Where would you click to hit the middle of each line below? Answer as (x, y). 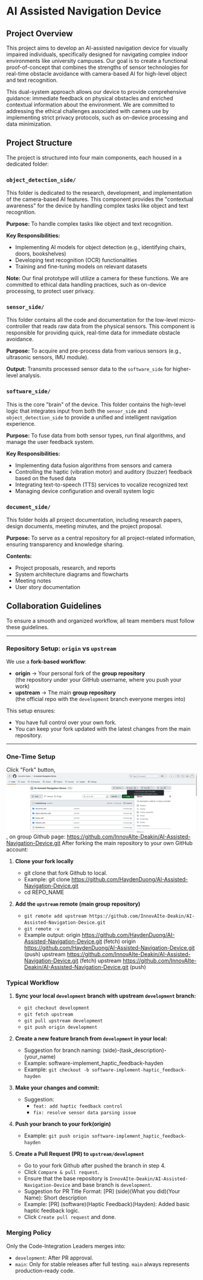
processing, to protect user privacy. (51, 291)
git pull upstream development (63, 1021)
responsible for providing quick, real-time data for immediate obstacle (93, 333)
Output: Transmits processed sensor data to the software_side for (89, 369)
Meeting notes (33, 581)
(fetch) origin (120, 941)
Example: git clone (47, 879)
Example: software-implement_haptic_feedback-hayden (94, 1063)
